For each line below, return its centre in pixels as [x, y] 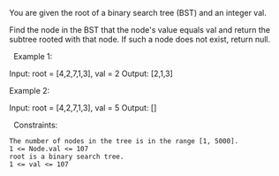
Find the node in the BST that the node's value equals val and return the [140, 30]
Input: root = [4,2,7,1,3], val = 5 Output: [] [83, 108]
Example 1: [33, 56]
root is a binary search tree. [67, 157]
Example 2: [30, 91]
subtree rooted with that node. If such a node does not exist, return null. [140, 39]
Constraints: [35, 125]
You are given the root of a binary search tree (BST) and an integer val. [138, 13]
